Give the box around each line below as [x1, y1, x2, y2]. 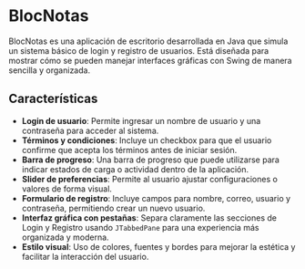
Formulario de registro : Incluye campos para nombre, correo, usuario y [21, 192, 291, 203]
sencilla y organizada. [8, 65, 91, 76]
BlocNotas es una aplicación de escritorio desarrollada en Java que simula [8, 36, 289, 47]
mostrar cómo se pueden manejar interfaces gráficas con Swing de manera [8, 55, 292, 66]
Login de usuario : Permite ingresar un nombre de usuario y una [21, 115, 261, 126]
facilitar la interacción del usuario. [21, 251, 149, 262]
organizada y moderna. [21, 232, 110, 243]
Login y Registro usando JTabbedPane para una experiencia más [21, 222, 259, 233]
